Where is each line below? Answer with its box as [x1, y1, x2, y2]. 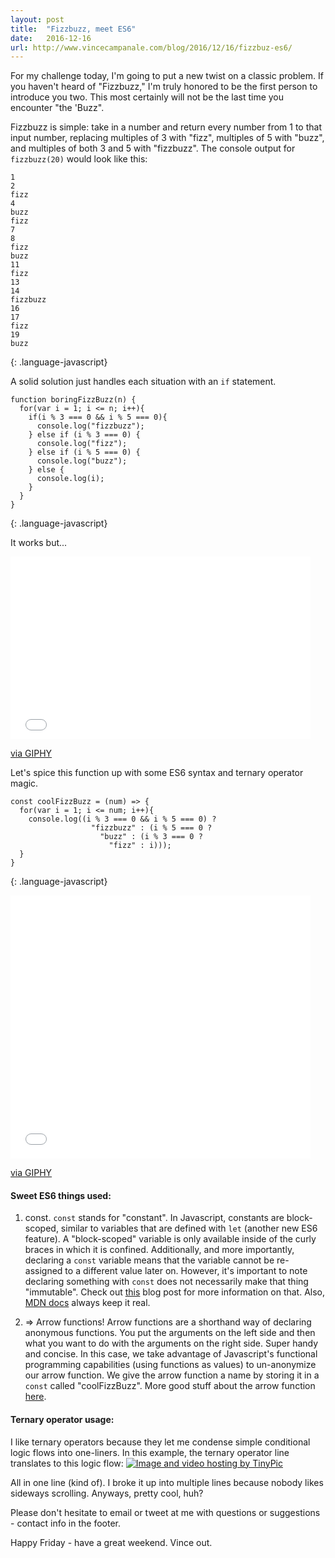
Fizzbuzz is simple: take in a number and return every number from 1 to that [10, 121, 322, 133]
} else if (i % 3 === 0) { [28, 430, 141, 440]
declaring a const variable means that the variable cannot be [24, 1254, 275, 1266]
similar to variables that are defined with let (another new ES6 [60, 1222, 318, 1235]
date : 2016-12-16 [10, 33, 92, 43]
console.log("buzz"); [36, 456, 128, 466]
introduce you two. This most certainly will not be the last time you [10, 91, 285, 103]
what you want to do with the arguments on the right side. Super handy [24, 1337, 319, 1350]
